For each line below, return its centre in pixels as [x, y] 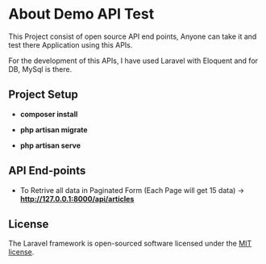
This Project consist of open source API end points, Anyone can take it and [133, 36]
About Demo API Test [81, 14]
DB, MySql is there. [40, 69]
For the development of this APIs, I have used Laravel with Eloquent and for [133, 61]
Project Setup [44, 95]
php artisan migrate [54, 129]
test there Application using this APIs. [71, 44]
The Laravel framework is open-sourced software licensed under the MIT [130, 244]
